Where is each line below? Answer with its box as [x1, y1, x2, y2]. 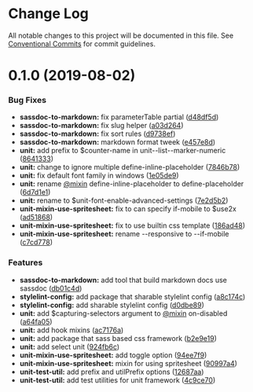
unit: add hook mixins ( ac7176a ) [19, 325, 124, 335]
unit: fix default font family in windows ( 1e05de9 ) [19, 170, 179, 181]
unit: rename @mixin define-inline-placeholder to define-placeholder [19, 179, 244, 189]
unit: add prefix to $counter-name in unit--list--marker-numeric [19, 146, 226, 156]
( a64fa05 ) [19, 317, 53, 326]
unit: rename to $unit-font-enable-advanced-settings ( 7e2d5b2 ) [19, 196, 229, 205]
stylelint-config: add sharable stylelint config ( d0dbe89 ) [19, 300, 204, 310]
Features [8, 257, 43, 268]
